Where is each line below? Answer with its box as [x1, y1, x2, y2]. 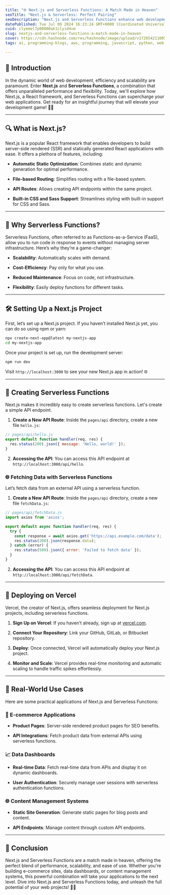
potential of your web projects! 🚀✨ [5, 884, 76, 890]
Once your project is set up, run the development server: [5, 349, 123, 355]
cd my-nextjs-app [5, 340, 42, 345]
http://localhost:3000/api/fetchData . [12, 572, 94, 578]
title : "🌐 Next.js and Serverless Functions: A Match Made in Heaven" [5, 7, 158, 13]
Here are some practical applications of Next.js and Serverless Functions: [5, 699, 158, 705]
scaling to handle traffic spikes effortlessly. [12, 666, 103, 672]
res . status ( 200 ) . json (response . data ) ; [14, 538, 96, 543]
